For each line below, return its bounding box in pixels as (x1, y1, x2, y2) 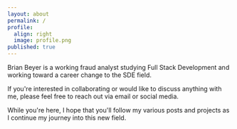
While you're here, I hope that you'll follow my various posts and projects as (7, 106, 230, 114)
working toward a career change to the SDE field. (7, 71, 152, 79)
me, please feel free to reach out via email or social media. (7, 92, 179, 100)
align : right (14, 30, 53, 38)
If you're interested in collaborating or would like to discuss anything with (7, 85, 222, 93)
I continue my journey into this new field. (7, 113, 127, 122)
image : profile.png (14, 37, 72, 44)
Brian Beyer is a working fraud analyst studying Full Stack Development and (7, 63, 230, 71)
